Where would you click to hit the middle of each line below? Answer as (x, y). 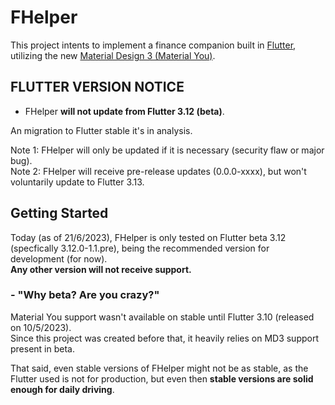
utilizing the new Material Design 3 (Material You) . (113, 55)
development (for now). (59, 258)
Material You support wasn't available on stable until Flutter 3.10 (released (162, 317)
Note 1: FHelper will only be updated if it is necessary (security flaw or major (167, 150)
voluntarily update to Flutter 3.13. (77, 182)
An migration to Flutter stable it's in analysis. (101, 130)
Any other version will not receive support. (101, 269)
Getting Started (59, 213)
